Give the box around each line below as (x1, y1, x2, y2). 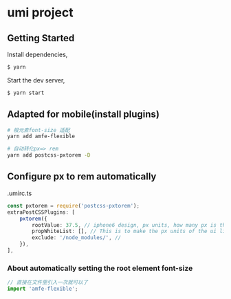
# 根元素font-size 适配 (7, 126, 70, 133)
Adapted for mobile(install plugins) (7, 109, 160, 120)
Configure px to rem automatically (7, 170, 157, 183)
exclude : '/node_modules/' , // (32, 234, 122, 241)
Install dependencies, (7, 50, 68, 58)
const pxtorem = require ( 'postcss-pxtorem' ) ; (7, 202, 140, 209)
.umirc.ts (7, 189, 32, 197)
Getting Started (7, 32, 75, 44)
